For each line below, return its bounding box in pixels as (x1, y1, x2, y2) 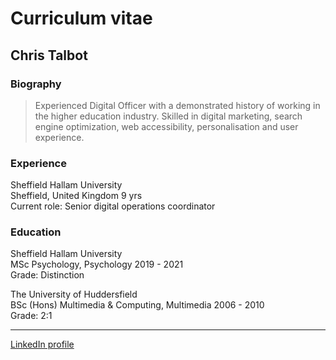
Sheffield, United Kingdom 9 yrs (10, 190, 143, 202)
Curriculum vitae (10, 7, 153, 30)
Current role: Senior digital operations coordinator (10, 200, 216, 212)
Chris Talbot (10, 47, 88, 64)
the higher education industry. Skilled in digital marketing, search (34, 110, 303, 122)
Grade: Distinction (10, 269, 85, 281)
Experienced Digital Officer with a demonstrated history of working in (34, 99, 321, 111)
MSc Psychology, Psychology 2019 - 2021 (10, 258, 184, 271)
